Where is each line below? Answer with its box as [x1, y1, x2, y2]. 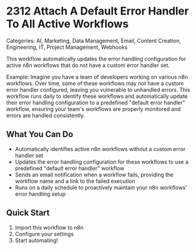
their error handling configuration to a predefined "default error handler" [6, 98, 185, 106]
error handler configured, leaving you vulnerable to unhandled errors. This [6, 86, 191, 93]
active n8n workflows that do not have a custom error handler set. [6, 62, 170, 69]
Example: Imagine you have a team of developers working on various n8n [6, 73, 188, 80]
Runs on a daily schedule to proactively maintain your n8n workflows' [14, 184, 188, 191]
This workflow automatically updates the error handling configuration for [6, 55, 186, 62]
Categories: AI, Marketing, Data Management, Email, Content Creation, [6, 37, 182, 44]
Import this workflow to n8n [14, 223, 84, 231]
